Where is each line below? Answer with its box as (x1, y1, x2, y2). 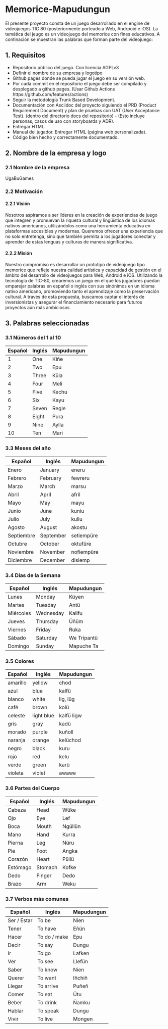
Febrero (8, 474, 27, 481)
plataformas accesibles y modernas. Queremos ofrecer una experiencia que (5, 228, 163, 234)
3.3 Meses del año (5, 445, 51, 452)
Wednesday (36, 610, 64, 617)
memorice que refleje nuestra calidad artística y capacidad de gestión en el (5, 267, 162, 273)
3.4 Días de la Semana (5, 572, 61, 579)
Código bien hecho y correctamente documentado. (12, 134, 119, 140)
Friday (36, 626, 51, 633)
